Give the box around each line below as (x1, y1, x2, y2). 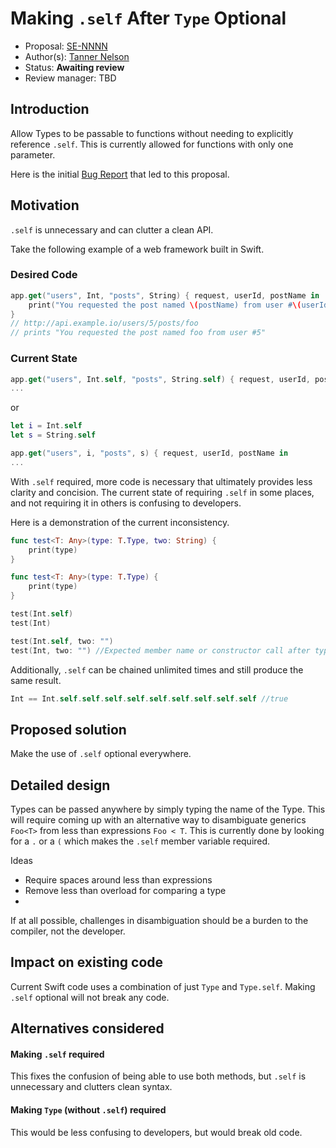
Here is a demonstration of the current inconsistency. (10, 516, 230, 528)
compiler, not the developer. (10, 925, 126, 937)
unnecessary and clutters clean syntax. (10, 1081, 173, 1093)
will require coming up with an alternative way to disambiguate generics (10, 814, 307, 826)
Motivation (10, 197, 80, 214)
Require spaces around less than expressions (24, 874, 213, 886)
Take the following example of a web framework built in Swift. (10, 243, 265, 255)
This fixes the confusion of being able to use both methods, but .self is (10, 1070, 307, 1082)
